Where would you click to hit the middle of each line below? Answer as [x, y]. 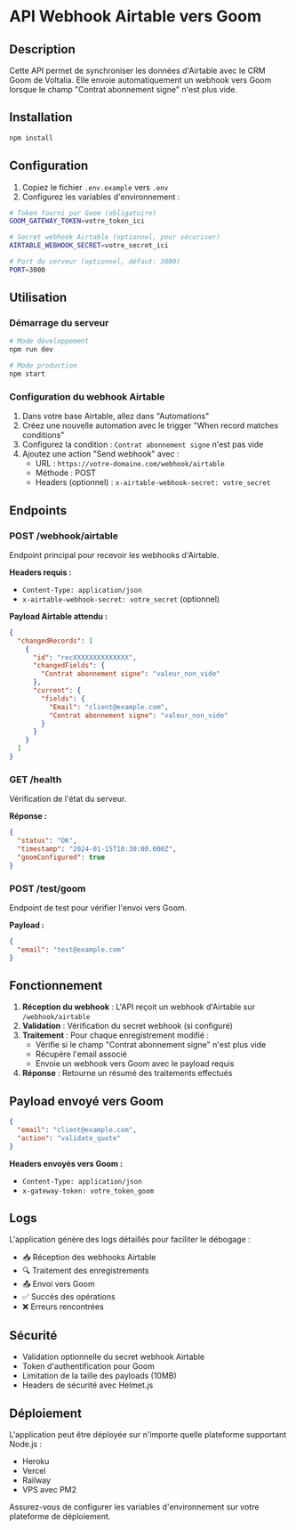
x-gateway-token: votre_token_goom [88, 1191]
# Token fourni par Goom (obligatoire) [83, 213]
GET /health [36, 779]
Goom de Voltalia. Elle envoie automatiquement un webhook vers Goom [140, 80]
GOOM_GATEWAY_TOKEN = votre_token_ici [77, 221]
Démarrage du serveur [59, 323]
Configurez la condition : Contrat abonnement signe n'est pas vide [143, 445]
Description [42, 49]
